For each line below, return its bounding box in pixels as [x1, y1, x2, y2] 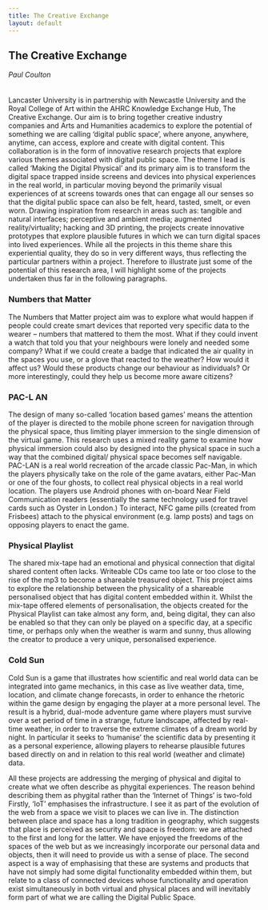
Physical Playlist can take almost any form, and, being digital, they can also [8, 609, 256, 619]
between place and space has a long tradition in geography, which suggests [8, 816, 260, 825]
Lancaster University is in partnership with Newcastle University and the [8, 95, 246, 105]
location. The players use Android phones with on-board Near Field [8, 485, 230, 496]
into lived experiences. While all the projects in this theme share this [8, 240, 233, 249]
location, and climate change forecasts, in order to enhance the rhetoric [8, 689, 246, 700]
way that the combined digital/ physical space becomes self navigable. [8, 452, 242, 461]
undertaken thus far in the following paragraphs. [8, 273, 168, 284]
